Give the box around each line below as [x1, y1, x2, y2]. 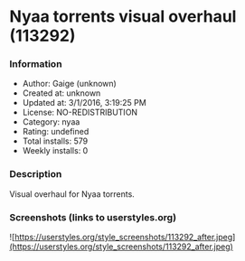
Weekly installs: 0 [22, 145, 89, 156]
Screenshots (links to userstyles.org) [9, 210, 177, 223]
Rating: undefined [22, 126, 90, 137]
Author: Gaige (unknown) [22, 79, 118, 89]
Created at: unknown [22, 88, 101, 98]
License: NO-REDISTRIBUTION [22, 107, 138, 118]
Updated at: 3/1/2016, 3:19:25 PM [22, 98, 146, 108]
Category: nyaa [22, 117, 80, 127]
